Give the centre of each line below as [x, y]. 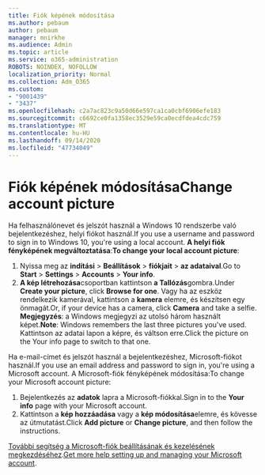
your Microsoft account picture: [60, 382]
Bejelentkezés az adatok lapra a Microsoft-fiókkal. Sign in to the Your [132, 398]
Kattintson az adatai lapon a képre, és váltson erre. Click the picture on [134, 334]
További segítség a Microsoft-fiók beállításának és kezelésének [112, 447]
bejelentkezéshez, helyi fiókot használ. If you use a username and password [131, 234]
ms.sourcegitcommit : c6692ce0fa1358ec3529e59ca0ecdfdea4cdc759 [115, 119]
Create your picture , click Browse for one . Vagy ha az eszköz [121, 291]
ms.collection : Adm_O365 [49, 81]
